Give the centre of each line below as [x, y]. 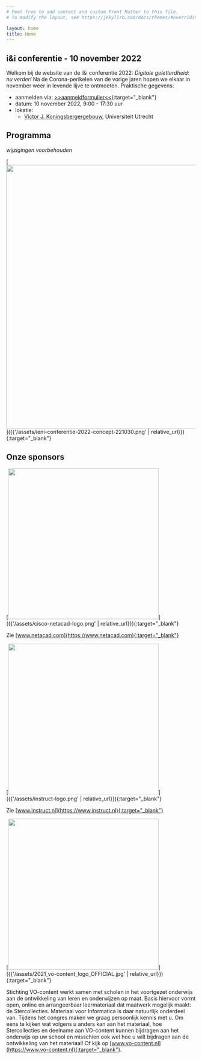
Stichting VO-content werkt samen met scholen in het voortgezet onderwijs [100, 991]
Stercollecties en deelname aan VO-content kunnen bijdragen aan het [93, 1030]
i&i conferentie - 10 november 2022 [74, 58]
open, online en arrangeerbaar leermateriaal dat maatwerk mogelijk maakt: [99, 1005]
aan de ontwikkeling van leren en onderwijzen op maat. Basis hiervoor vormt [101, 998]
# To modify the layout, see [43, 17]
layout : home [23, 28]
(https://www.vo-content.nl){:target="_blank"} [63, 1049]
